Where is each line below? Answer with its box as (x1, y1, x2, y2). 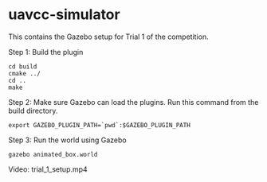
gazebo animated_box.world (8, 150, 98, 158)
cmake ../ (8, 69, 41, 77)
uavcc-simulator (8, 6, 121, 24)
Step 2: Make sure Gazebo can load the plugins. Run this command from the (8, 97, 259, 106)
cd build (8, 62, 37, 71)
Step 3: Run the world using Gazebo (8, 135, 127, 145)
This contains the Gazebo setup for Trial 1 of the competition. (8, 32, 209, 41)
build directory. (8, 106, 58, 115)
